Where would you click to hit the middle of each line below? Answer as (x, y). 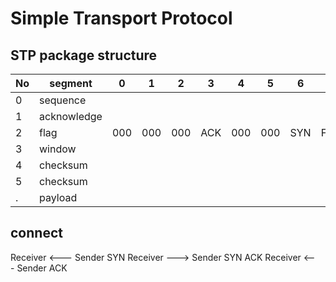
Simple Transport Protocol (121, 18)
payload (58, 197)
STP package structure (84, 55)
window (58, 149)
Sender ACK (42, 268)
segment (71, 83)
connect (36, 233)
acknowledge (71, 116)
